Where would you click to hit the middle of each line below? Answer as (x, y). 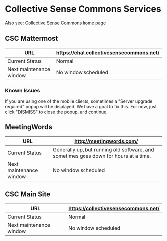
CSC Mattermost (32, 39)
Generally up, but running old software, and (103, 149)
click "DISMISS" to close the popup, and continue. (56, 112)
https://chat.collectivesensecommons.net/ (108, 52)
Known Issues (23, 90)
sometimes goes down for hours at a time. (102, 156)
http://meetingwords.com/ (106, 141)
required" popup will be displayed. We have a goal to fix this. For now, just (81, 107)
